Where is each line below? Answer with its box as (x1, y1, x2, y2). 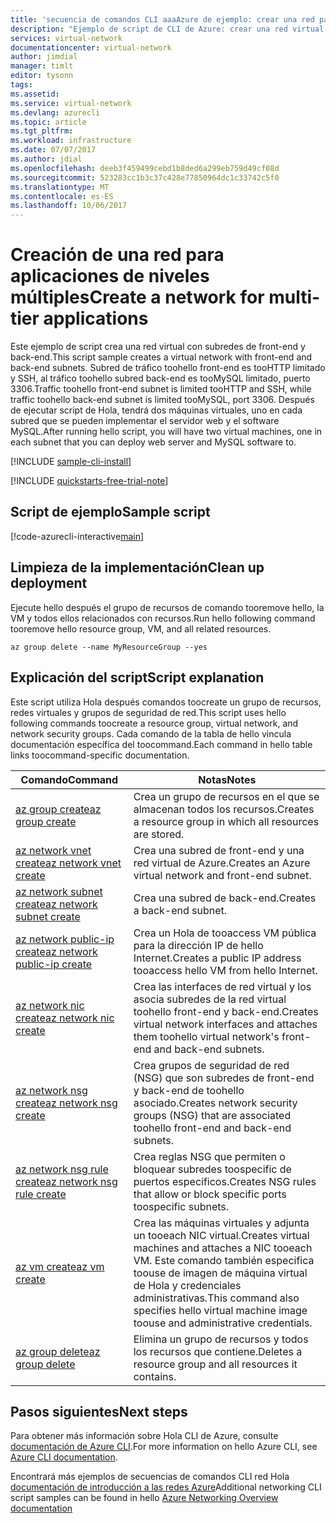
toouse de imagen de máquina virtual (133, 1266, 308, 1280)
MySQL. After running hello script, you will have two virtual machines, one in (10, 426, 323, 438)
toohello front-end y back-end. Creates (133, 1004, 319, 1018)
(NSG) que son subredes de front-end (133, 1071, 315, 1085)
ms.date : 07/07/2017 (10, 145, 97, 155)
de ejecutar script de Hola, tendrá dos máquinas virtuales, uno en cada (10, 404, 303, 416)
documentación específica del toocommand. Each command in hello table (10, 738, 313, 750)
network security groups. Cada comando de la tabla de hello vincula (10, 727, 292, 740)
